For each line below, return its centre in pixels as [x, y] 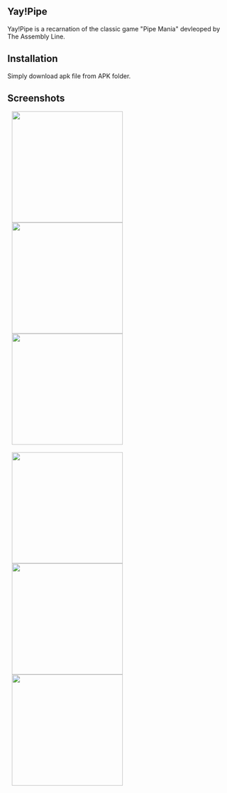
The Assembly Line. [36, 36]
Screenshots [36, 99]
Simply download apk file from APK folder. [69, 76]
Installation [33, 59]
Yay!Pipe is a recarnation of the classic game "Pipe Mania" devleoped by [114, 28]
